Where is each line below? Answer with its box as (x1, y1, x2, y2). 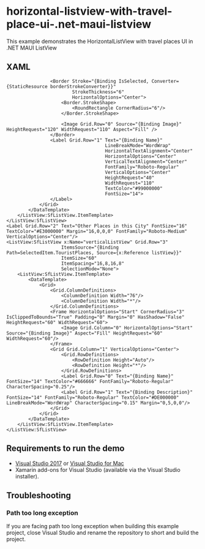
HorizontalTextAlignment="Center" (105, 148, 193, 154)
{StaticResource (6, 83, 48, 89)
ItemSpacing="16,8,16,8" (61, 260, 124, 267)
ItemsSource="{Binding (61, 244, 119, 251)
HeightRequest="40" (105, 175, 155, 181)
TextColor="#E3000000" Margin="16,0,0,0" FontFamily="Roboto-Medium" (6, 228, 188, 234)
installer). (15, 472, 39, 480)
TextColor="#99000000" (105, 185, 163, 191)
